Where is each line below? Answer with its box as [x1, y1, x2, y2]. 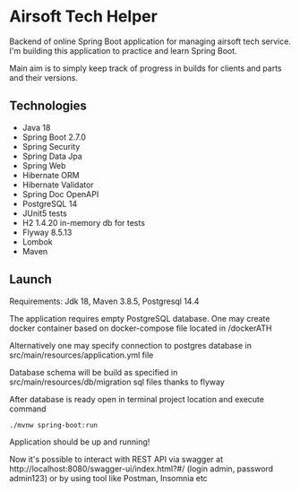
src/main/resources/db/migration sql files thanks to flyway [9, 376, 226, 387]
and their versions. [9, 72, 79, 82]
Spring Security [21, 141, 81, 151]
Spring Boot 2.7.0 [21, 132, 87, 142]
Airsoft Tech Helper [9, 6, 159, 27]
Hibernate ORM [21, 169, 80, 180]
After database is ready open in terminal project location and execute [9, 393, 264, 404]
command [9, 403, 47, 414]
